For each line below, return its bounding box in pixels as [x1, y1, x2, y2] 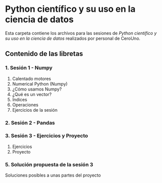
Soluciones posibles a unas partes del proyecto [5, 172, 101, 178]
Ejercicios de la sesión [12, 107, 58, 113]
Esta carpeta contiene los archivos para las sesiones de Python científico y [5, 30, 157, 36]
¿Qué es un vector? [12, 91, 52, 97]
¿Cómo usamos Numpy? [12, 86, 62, 92]
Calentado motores [12, 75, 52, 82]
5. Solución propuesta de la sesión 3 [5, 161, 93, 168]
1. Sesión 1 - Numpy [5, 64, 53, 71]
